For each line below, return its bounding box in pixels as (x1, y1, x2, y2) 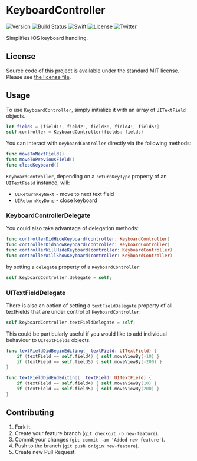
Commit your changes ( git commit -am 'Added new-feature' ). (14, 436, 165, 443)
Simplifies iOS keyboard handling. (6, 34, 88, 41)
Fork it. (14, 423, 32, 430)
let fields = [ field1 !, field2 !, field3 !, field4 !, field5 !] (6, 124, 160, 130)
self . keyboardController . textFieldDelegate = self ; (6, 319, 136, 326)
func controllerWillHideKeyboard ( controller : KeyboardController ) (6, 247, 173, 253)
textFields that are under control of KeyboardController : (6, 308, 142, 315)
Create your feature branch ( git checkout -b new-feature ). (14, 429, 159, 436)
